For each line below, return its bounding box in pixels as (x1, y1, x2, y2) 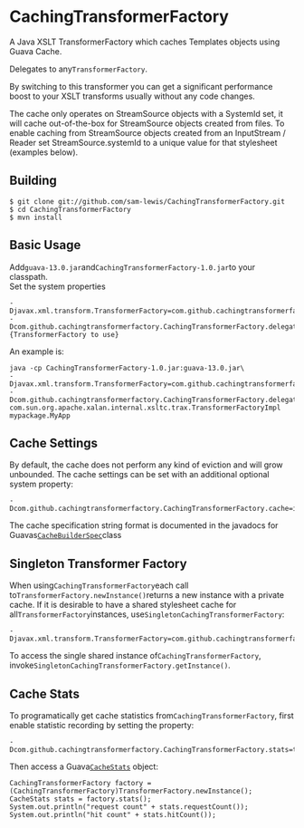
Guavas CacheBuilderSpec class (9, 530, 122, 541)
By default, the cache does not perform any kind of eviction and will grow (9, 459, 283, 470)
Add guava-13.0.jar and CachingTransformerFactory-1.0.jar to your (9, 261, 256, 273)
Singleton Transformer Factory (9, 555, 187, 572)
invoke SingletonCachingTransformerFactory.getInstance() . (9, 660, 231, 671)
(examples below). (9, 147, 79, 158)
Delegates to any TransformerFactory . (9, 63, 147, 74)
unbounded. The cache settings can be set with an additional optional (9, 469, 270, 480)
